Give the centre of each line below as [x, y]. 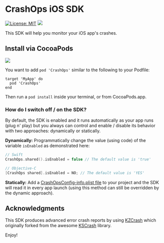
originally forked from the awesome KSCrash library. [59, 226]
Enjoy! [12, 235]
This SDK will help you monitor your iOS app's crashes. [61, 33]
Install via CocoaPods [39, 49]
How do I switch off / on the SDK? [46, 109]
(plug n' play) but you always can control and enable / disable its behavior [80, 126]
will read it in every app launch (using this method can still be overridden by [82, 188]
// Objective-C [21, 168]
